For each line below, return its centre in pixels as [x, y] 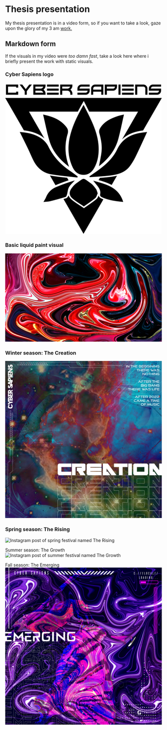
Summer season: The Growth [35, 550]
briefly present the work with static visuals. [49, 61]
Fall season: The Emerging [32, 565]
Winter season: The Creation [41, 353]
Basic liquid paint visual [34, 245]
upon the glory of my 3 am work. [39, 28]
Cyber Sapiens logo [29, 74]
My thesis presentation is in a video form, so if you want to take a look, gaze [83, 23]
